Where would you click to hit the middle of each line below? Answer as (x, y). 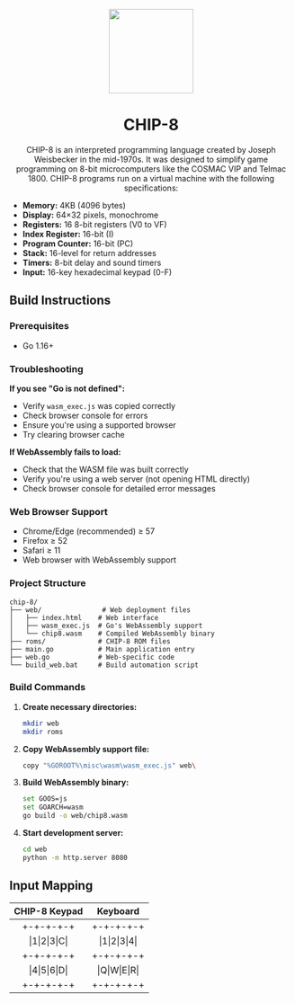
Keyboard (118, 910)
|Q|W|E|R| (118, 970)
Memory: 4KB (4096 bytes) (74, 205)
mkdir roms (43, 732)
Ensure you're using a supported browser (99, 425)
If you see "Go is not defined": (67, 388)
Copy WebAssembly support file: (86, 749)
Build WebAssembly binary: (76, 783)
